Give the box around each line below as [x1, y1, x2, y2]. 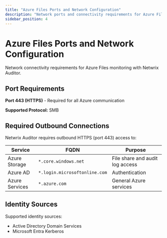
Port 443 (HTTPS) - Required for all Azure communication [5, 98, 125, 104]
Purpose [125, 146, 146, 153]
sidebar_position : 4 [5, 16, 48, 21]
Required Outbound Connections [5, 121, 109, 130]
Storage [7, 161, 26, 168]
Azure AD [7, 169, 30, 176]
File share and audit [111, 155, 158, 162]
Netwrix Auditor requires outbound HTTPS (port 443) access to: [5, 134, 137, 140]
